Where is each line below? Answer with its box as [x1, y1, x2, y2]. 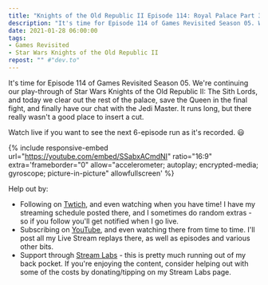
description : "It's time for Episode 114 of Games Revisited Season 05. [8, 19, 255, 27]
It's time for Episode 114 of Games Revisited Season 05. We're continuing [8, 77, 249, 88]
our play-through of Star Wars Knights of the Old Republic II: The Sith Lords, [8, 86, 258, 96]
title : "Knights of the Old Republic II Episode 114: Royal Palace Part [8, 11, 255, 20]
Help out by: [8, 184, 49, 193]
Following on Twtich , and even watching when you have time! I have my [19, 199, 256, 208]
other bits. [19, 241, 54, 251]
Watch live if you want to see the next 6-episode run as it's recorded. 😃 [8, 127, 245, 137]
